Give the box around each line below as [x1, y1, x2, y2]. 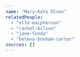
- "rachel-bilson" [11, 25, 57, 31]
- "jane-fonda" [11, 31, 49, 37]
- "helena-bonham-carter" [11, 36, 75, 42]
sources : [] [5, 42, 35, 48]
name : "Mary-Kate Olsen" [5, 8, 67, 15]
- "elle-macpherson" [11, 20, 62, 26]
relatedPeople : [5, 14, 43, 20]
